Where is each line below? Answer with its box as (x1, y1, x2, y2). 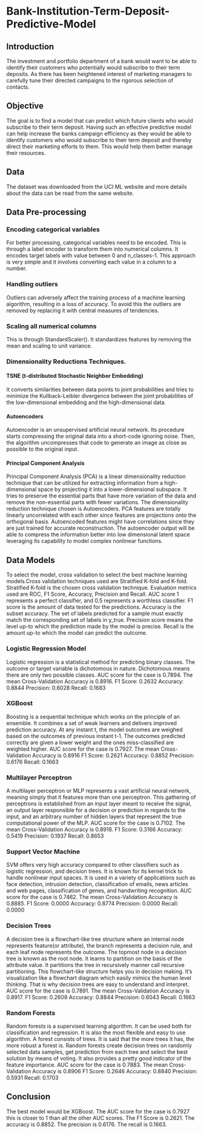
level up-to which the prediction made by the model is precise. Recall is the (6, 623, 194, 630)
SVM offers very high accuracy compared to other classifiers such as (6, 861, 180, 869)
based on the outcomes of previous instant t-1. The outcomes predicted (6, 732, 186, 739)
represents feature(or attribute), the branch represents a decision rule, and (6, 941, 193, 949)
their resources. (6, 149, 46, 156)
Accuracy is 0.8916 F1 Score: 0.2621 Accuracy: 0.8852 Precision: (32, 751, 195, 759)
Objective (6, 101, 44, 111)
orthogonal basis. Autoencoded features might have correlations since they (6, 518, 195, 525)
